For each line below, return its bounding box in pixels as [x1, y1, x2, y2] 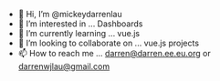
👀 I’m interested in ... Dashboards [17, 18, 143, 29]
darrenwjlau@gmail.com [17, 61, 110, 72]
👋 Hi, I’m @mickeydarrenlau [17, 9, 122, 19]
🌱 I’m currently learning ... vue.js [17, 28, 140, 38]
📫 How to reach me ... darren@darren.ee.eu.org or [17, 48, 212, 58]
